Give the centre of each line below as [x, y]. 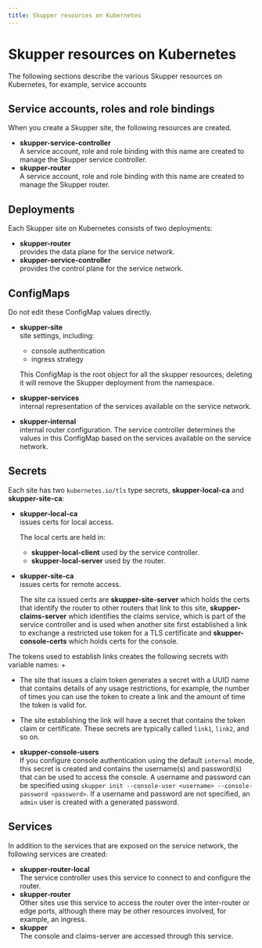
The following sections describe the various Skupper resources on [115, 76]
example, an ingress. [53, 919]
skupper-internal [48, 421]
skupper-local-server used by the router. [98, 560]
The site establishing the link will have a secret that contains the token [132, 720]
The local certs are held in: [62, 537]
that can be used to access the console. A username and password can [135, 777]
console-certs [43, 641]
